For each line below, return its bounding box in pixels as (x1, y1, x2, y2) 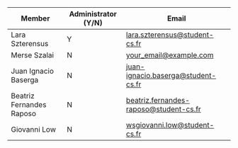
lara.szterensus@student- (126, 30, 214, 40)
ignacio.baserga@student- (126, 71, 217, 80)
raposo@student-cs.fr (126, 104, 202, 114)
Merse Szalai (11, 50, 55, 59)
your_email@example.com (126, 50, 214, 59)
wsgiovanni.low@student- (126, 120, 215, 130)
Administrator (69, 9, 117, 18)
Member (21, 13, 50, 23)
